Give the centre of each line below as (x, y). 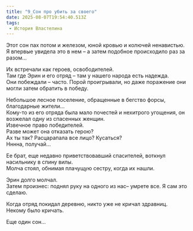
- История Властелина (35, 28)
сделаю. (17, 193)
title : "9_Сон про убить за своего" (52, 12)
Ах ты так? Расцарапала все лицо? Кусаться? (64, 138)
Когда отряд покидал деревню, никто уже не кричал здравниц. (87, 204)
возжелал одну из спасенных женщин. (56, 119)
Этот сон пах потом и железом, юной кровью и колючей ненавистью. (96, 45)
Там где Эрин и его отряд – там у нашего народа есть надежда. (88, 76)
